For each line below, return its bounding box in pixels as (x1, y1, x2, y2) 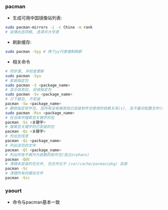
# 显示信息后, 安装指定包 (5, 87, 51, 92)
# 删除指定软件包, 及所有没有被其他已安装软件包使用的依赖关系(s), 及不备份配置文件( (5, 106, 161, 111)
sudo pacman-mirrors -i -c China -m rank (5, 25, 93, 30)
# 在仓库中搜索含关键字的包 (5, 115, 55, 120)
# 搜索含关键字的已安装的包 (5, 124, 55, 130)
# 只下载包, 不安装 (5, 97, 40, 102)
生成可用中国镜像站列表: (12, 15, 62, 21)
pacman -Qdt (5, 157, 30, 162)
